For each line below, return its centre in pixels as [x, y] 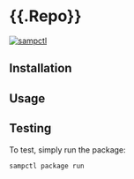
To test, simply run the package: [67, 149]
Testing [30, 128]
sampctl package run [47, 166]
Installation [41, 68]
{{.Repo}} [45, 16]
